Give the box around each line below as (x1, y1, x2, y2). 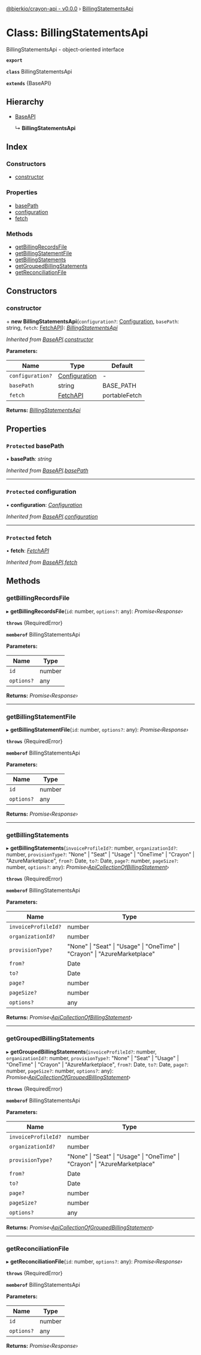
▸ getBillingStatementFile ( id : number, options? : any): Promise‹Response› (6, 726, 188, 733)
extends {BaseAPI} (6, 79, 52, 86)
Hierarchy (6, 97, 44, 107)
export (6, 57, 23, 64)
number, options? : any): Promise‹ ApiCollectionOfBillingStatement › (6, 864, 169, 871)
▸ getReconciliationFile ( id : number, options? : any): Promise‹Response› (6, 1258, 183, 1265)
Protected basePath (6, 442, 65, 450)
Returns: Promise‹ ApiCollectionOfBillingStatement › (6, 1014, 133, 1021)
